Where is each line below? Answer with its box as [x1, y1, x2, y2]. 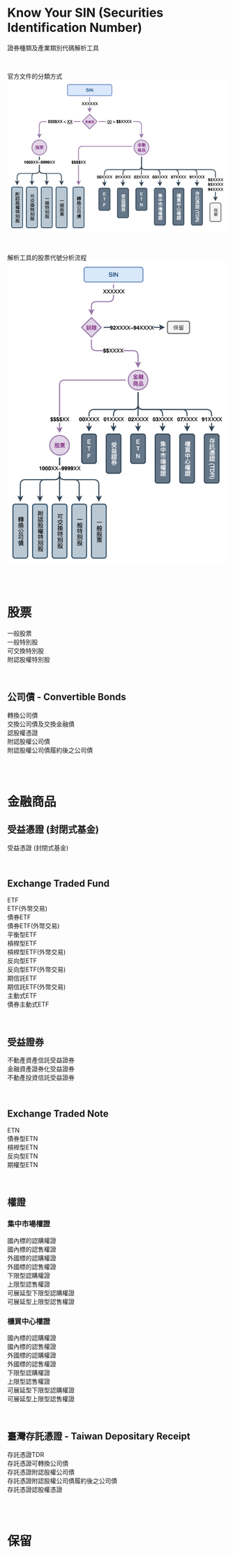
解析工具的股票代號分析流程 [7, 253, 87, 262]
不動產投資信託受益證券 [7, 1073, 75, 1082]
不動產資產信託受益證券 [7, 1056, 75, 1064]
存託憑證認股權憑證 [7, 1485, 63, 1493]
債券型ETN [7, 1135, 38, 1142]
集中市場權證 [7, 1219, 51, 1229]
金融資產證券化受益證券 [7, 1065, 75, 1073]
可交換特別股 [7, 647, 44, 655]
